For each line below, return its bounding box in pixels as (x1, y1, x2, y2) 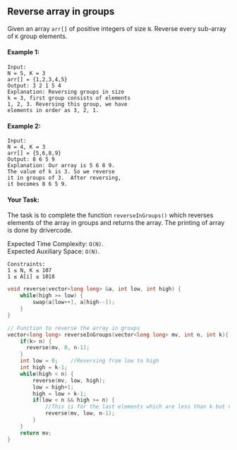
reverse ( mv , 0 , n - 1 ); (25, 344, 90, 351)
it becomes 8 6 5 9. (7, 181, 68, 188)
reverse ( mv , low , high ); (32, 377, 106, 384)
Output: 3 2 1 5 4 (7, 83, 61, 90)
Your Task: (7, 195, 40, 204)
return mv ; (20, 430, 52, 437)
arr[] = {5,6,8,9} (7, 150, 61, 157)
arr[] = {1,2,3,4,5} (7, 76, 68, 83)
